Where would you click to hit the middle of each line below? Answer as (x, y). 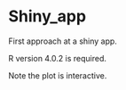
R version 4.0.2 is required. (58, 58)
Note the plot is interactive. (58, 75)
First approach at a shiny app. (63, 41)
